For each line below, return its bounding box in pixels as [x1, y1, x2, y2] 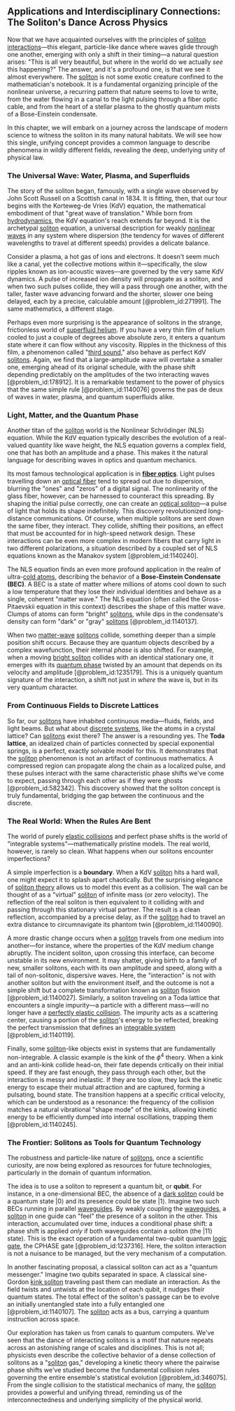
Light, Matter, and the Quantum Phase [7, 410, 139, 420]
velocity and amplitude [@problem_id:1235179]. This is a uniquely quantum [7, 668, 223, 676]
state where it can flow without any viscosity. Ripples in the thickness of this [7, 340, 227, 349]
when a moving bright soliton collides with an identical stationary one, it [7, 653, 214, 662]
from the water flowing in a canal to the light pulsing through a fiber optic [7, 95, 218, 103]
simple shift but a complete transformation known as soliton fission [7, 986, 201, 994]
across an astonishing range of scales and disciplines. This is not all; [7, 1343, 205, 1351]
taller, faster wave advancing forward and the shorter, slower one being [7, 290, 213, 298]
